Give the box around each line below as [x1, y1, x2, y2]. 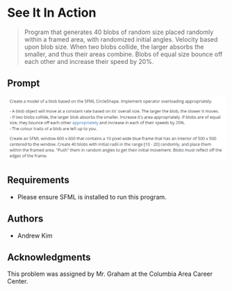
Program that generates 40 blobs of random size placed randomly [24, 28, 214, 36]
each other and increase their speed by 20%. [24, 57, 154, 65]
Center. [7, 277, 28, 285]
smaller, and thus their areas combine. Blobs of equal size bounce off [24, 50, 223, 58]
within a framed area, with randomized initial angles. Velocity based [24, 35, 218, 43]
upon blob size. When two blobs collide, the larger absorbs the [24, 42, 204, 51]
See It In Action [7, 5, 97, 21]
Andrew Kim [17, 231, 53, 240]
